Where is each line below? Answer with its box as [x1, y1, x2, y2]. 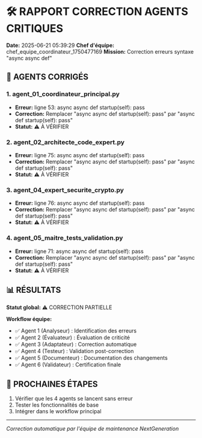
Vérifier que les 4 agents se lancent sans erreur [14, 395, 133, 402]
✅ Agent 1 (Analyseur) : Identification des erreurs [14, 327, 137, 334]
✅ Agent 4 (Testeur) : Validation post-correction [14, 348, 134, 355]
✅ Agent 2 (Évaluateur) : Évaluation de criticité [14, 334, 130, 341]
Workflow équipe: [6, 316, 52, 323]
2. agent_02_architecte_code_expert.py [6, 138, 125, 146]
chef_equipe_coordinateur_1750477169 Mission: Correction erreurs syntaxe [6, 48, 194, 55]
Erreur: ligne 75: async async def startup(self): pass [14, 151, 145, 158]
